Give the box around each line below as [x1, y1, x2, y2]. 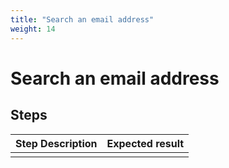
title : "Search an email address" [10, 14, 155, 25]
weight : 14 [10, 24, 56, 34]
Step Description [15, 136, 98, 150]
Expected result [106, 136, 185, 150]
